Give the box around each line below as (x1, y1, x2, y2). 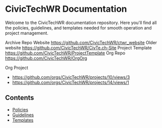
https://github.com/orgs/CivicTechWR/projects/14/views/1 (12, 79, 129, 85)
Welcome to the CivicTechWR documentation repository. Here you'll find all (5, 20, 157, 26)
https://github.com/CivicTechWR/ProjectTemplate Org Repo (5, 50, 126, 56)
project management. (5, 30, 49, 36)
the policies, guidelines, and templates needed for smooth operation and (5, 25, 152, 30)
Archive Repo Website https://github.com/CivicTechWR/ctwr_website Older (5, 39, 157, 45)
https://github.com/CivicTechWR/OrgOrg (5, 55, 87, 61)
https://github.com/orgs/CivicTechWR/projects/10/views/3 (12, 74, 130, 80)
